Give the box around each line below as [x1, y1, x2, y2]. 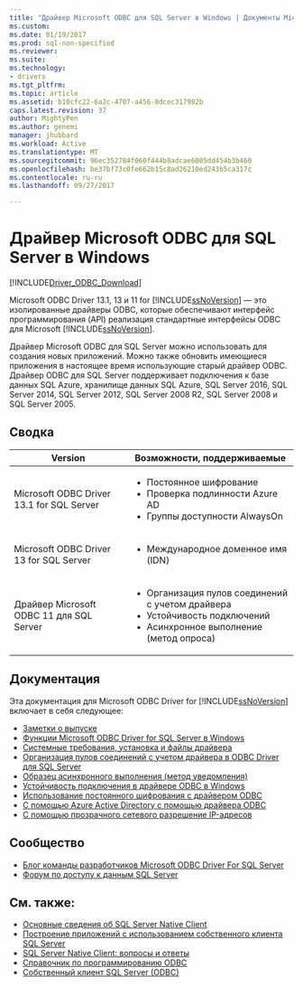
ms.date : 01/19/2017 [9, 30, 87, 39]
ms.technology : [9, 64, 67, 73]
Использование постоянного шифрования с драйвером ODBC [22, 790, 263, 801]
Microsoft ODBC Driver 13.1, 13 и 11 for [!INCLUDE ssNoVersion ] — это [9, 295, 268, 305]
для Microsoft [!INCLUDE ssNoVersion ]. [9, 324, 155, 334]
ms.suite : [9, 55, 47, 64]
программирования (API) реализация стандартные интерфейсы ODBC [9, 314, 281, 325]
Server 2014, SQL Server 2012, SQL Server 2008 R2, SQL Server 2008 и [9, 390, 278, 400]
